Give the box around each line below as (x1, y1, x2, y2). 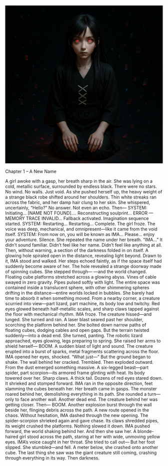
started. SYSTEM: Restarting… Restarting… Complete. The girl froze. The (5, 221, 155, 226)
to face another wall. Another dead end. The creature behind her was (14, 396, 158, 402)
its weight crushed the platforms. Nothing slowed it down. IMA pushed (5, 423, 150, 429)
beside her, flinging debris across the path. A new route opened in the (5, 407, 149, 413)
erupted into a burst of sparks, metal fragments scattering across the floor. (5, 349, 159, 354)
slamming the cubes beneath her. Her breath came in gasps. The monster (5, 386, 157, 391)
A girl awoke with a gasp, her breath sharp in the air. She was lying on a (5, 178, 153, 184)
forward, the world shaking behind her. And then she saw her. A (5, 428, 136, 434)
